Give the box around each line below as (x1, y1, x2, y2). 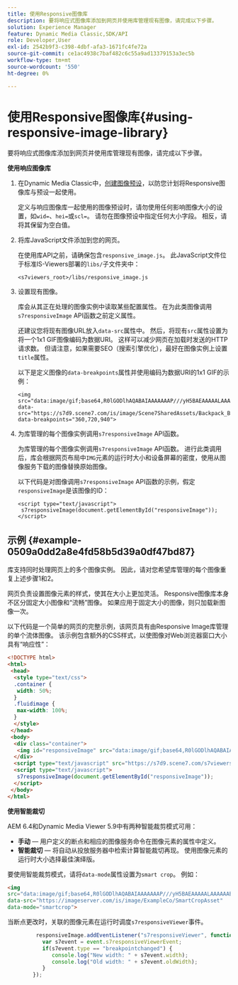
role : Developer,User (7, 37, 72, 44)
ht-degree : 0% (7, 70, 50, 77)
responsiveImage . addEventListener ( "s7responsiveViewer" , (35, 932, 208, 939)
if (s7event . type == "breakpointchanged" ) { (42, 944, 173, 952)
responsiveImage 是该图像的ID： (17, 486, 110, 495)
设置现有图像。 (17, 287, 62, 296)
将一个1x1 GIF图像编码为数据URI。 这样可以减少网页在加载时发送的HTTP (17, 335, 228, 344)
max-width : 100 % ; (16, 707, 69, 714)
